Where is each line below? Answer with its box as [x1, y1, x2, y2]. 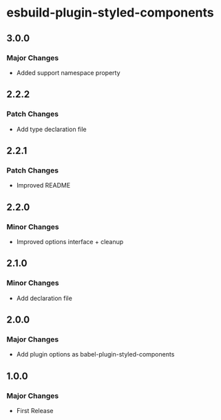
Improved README [16, 181, 71, 190]
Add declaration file [16, 294, 73, 302]
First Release [16, 407, 54, 414]
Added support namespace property [16, 68, 121, 77]
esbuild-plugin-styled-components [6, 5, 214, 21]
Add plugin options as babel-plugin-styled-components [16, 350, 175, 359]
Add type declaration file [16, 125, 87, 133]
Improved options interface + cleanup [16, 237, 124, 246]
